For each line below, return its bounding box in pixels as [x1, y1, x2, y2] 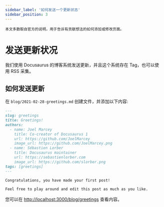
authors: [5, 122, 23, 127]
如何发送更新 [5, 84, 45, 93]
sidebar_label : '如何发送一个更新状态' [5, 7, 81, 12]
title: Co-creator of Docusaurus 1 [14, 132, 88, 137]
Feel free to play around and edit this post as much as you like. [5, 187, 149, 192]
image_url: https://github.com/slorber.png [14, 159, 106, 165]
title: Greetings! [5, 118, 43, 123]
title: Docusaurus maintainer [14, 150, 77, 155]
